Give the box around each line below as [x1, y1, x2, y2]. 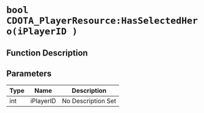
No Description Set [62, 97, 117, 105]
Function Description [6, 48, 89, 58]
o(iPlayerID [6, 26, 67, 37]
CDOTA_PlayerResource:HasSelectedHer [6, 15, 199, 27]
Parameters [6, 68, 52, 79]
